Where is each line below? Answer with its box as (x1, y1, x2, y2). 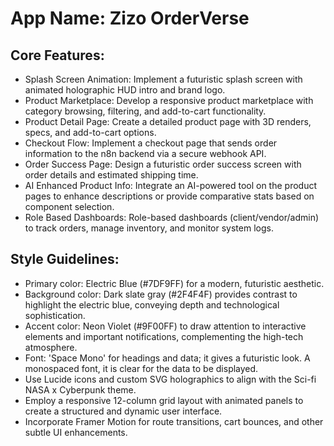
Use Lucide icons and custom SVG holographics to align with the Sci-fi (24, 373, 317, 385)
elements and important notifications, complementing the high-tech (24, 330, 304, 342)
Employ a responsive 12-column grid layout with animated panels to (24, 394, 304, 406)
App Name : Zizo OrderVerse (10, 7, 250, 30)
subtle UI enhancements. (24, 426, 128, 438)
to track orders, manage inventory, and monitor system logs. (24, 222, 274, 234)
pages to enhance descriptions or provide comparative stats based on (24, 190, 315, 202)
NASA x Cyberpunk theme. (24, 383, 137, 396)
